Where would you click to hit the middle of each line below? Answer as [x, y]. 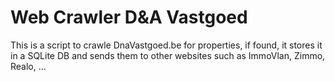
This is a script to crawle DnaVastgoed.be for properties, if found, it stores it [166, 45]
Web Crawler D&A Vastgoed [129, 17]
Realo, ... [28, 66]
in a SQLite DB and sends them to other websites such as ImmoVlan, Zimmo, [168, 55]
